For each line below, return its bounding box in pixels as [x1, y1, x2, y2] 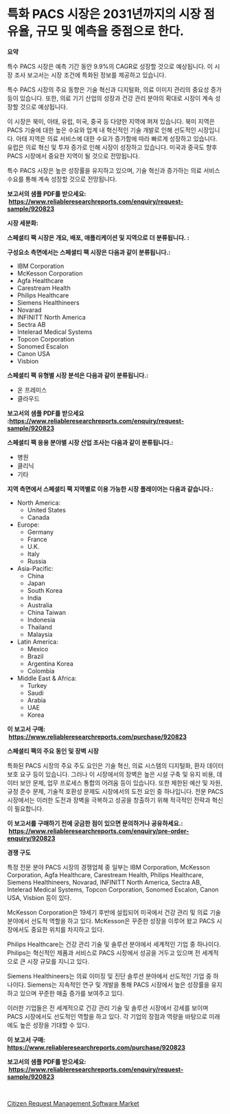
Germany [27, 527, 54, 536]
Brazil [27, 652, 44, 660]
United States [27, 505, 67, 514]
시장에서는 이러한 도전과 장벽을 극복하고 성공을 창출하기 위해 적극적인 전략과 [7, 796, 211, 804]
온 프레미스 [16, 386, 47, 394]
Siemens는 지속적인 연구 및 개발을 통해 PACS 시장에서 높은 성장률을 [27, 980, 210, 989]
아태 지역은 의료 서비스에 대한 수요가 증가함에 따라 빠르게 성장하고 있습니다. [16, 134, 218, 143]
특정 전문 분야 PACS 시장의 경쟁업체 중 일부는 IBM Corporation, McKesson [7, 863, 211, 871]
